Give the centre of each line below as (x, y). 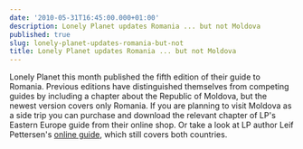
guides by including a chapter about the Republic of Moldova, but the (138, 97)
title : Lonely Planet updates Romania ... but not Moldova (123, 51)
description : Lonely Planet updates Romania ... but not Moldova (135, 26)
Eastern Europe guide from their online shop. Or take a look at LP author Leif (151, 125)
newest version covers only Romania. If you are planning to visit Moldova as (151, 106)
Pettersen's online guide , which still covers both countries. (118, 135)
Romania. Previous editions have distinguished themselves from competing (149, 87)
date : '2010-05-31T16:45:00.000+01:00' (85, 18)
